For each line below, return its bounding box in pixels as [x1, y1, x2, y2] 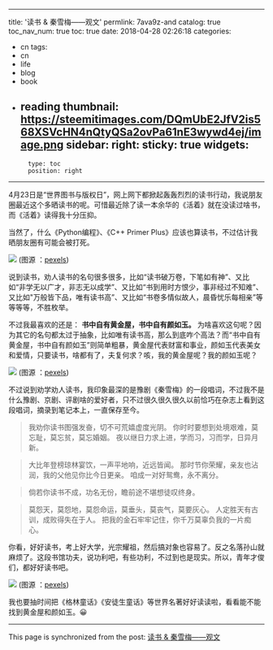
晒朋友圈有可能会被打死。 [8, 237, 94, 247]
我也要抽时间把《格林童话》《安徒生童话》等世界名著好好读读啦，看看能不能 [8, 596, 262, 606]
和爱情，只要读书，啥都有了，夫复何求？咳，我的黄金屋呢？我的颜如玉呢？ [8, 350, 258, 360]
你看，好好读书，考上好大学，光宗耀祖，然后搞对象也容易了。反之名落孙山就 [8, 542, 265, 552]
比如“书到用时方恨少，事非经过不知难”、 [128, 282, 263, 292]
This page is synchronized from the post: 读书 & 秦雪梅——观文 [8, 631, 221, 642]
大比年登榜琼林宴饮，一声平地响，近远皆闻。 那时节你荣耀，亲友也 [28, 460, 252, 470]
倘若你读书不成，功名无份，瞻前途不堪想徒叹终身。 [28, 487, 200, 496]
